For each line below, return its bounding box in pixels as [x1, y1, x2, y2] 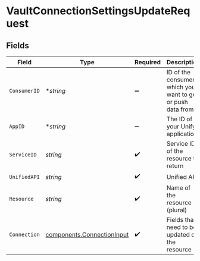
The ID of [166, 115, 193, 123]
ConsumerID [9, 87, 40, 94]
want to [166, 90, 187, 99]
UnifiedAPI [9, 174, 40, 180]
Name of [166, 184, 191, 191]
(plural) [166, 206, 187, 214]
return [166, 162, 184, 170]
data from [166, 105, 194, 114]
